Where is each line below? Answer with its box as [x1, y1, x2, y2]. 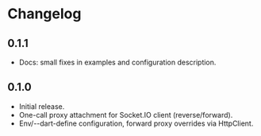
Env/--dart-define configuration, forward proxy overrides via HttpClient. [18, 119, 254, 128]
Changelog [7, 5, 82, 23]
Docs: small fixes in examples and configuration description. [18, 57, 217, 67]
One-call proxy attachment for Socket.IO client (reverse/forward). [18, 110, 233, 119]
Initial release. [18, 101, 65, 111]
